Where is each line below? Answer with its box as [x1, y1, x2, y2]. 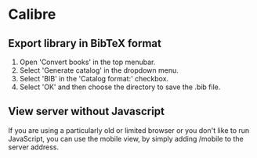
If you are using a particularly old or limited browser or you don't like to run [8, 125, 250, 135]
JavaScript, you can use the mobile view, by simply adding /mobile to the [8, 134, 244, 143]
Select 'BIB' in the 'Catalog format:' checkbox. [19, 74, 169, 83]
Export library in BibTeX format [8, 37, 162, 50]
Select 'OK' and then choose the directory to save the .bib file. [19, 82, 221, 92]
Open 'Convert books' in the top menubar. [19, 57, 156, 66]
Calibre [8, 5, 56, 23]
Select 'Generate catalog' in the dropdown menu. [19, 66, 179, 75]
